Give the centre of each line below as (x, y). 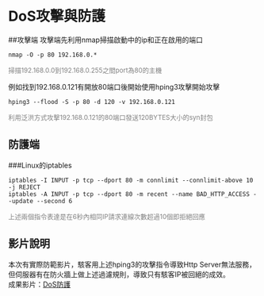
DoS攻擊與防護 (57, 16)
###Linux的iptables (40, 165)
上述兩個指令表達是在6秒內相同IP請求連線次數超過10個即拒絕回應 (107, 216)
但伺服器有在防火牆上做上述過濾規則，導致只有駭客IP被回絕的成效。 (119, 274)
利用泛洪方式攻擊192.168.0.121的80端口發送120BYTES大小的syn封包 (111, 117)
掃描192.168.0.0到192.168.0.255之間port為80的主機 (85, 70)
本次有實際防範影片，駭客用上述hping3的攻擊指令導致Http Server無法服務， (132, 264)
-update (21, 201)
